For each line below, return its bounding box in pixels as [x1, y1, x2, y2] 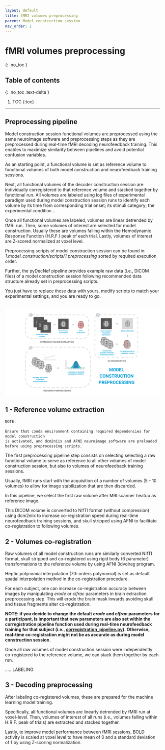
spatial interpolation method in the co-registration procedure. [5, 576, 129, 582]
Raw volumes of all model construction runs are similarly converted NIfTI [5, 551, 152, 556]
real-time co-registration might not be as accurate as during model [5, 632, 144, 637]
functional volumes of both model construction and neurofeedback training [5, 166, 157, 172]
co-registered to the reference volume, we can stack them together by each [5, 652, 159, 658]
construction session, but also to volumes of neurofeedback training [5, 463, 143, 469]
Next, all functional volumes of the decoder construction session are [5, 181, 144, 187]
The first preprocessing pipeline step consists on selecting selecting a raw [5, 452, 156, 459]
